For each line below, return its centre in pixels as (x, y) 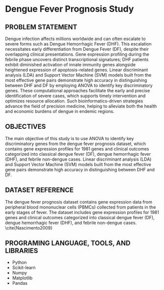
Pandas (20, 283)
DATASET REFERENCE (39, 190)
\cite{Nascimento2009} (29, 228)
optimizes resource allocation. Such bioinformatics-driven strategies (74, 101)
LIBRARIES (22, 251)
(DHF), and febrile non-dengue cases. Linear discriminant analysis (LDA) (78, 159)
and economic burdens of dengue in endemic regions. (60, 111)
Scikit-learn (24, 268)
